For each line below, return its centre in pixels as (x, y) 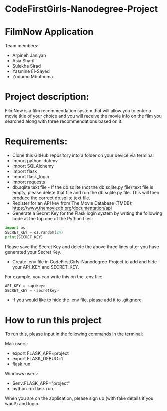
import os (15, 228)
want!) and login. (22, 404)
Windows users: (22, 374)
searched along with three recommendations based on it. (64, 121)
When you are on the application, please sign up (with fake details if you (79, 398)
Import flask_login (31, 176)
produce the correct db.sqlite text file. (51, 198)
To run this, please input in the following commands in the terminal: (74, 334)
